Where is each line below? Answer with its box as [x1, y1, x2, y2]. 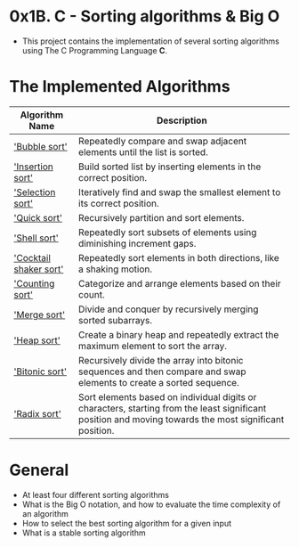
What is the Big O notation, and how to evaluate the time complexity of [21, 499, 281, 510]
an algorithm [21, 508, 69, 518]
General [9, 461, 69, 480]
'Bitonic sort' [13, 365, 67, 378]
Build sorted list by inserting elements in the [78, 160, 262, 173]
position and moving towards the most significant [78, 412, 285, 425]
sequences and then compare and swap [78, 365, 246, 378]
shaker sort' [13, 263, 64, 275]
